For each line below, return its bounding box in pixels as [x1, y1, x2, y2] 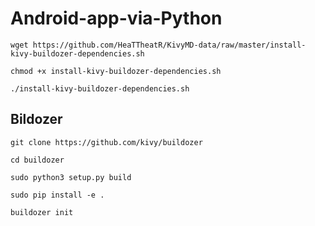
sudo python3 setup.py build [10, 172, 132, 182]
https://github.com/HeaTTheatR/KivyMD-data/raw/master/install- [32, 40, 307, 50]
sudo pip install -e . [10, 190, 105, 200]
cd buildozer [10, 155, 65, 165]
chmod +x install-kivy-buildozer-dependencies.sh [10, 66, 222, 76]
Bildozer [10, 111, 63, 128]
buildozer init [10, 207, 74, 217]
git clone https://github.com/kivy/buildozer [10, 137, 203, 147]
